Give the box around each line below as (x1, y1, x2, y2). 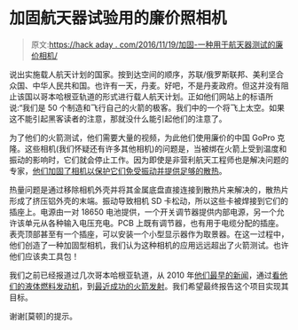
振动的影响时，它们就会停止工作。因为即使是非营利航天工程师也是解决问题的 (9, 154, 289, 165)
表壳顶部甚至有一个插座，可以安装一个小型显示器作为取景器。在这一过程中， (9, 228, 289, 240)
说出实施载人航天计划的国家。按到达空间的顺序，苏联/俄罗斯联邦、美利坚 (9, 68, 277, 80)
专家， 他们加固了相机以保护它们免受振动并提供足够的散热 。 (9, 165, 227, 176)
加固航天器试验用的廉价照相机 (9, 8, 228, 28)
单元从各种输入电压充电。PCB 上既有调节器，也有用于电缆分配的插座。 (24, 217, 284, 228)
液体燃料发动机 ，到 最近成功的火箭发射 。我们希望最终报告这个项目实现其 (24, 280, 289, 291)
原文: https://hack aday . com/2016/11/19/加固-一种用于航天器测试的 (30, 39, 276, 50)
